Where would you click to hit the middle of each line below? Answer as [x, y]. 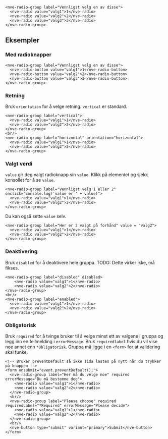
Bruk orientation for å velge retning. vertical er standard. [66, 106]
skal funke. [17, 352]
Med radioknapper [29, 54]
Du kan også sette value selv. [36, 216]
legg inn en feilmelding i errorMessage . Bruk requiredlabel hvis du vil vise [81, 341]
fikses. [12, 268]
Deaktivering [21, 251]
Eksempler [22, 40]
